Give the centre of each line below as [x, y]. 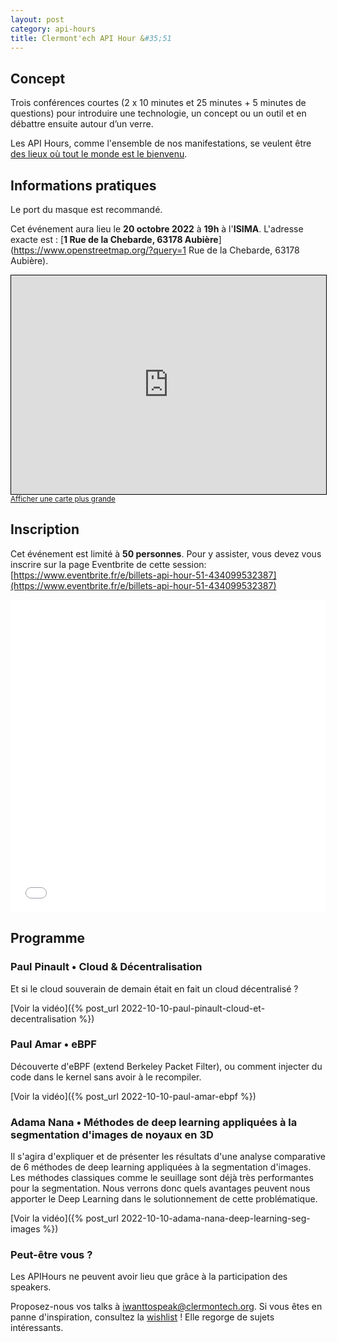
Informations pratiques [83, 185]
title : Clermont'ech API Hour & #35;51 [91, 38]
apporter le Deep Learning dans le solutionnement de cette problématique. [164, 1199]
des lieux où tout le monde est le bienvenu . [99, 154]
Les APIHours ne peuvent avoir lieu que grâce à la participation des [149, 1277]
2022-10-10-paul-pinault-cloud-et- [193, 1008]
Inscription [45, 529]
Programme [48, 938]
